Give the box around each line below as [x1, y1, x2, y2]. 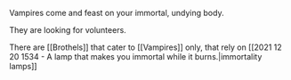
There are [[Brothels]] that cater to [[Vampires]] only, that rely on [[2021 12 [9, 42, 282, 52]
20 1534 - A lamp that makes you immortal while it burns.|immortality [9, 52, 263, 61]
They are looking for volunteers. [9, 25, 126, 35]
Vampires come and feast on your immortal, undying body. [9, 8, 224, 18]
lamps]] [9, 61, 37, 71]
